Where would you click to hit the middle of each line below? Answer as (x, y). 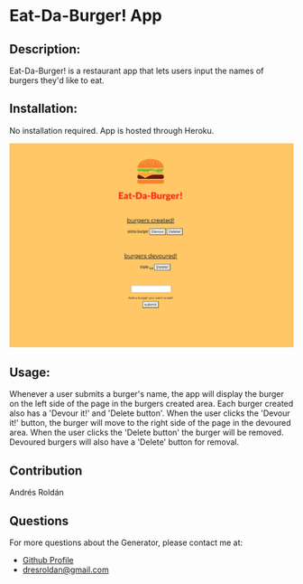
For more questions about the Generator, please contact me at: (126, 542)
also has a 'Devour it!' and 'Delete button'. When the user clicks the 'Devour (150, 413)
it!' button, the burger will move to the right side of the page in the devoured (150, 423)
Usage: (30, 372)
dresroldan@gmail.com (66, 570)
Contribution (46, 471)
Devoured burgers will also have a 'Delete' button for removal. (124, 442)
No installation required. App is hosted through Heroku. (112, 130)
